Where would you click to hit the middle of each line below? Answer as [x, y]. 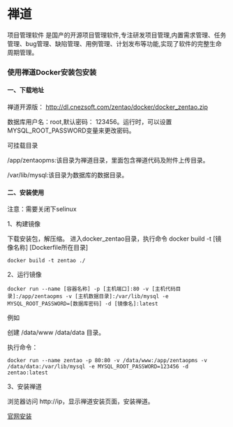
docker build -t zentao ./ [46, 261]
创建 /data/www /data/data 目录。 [56, 333]
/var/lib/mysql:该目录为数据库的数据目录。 [68, 175]
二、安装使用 [25, 192]
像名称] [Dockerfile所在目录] [48, 248]
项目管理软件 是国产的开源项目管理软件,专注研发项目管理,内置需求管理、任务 [117, 35]
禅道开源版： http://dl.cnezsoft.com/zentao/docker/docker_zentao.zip [107, 107]
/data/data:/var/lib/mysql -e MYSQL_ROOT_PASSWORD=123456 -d [98, 367]
